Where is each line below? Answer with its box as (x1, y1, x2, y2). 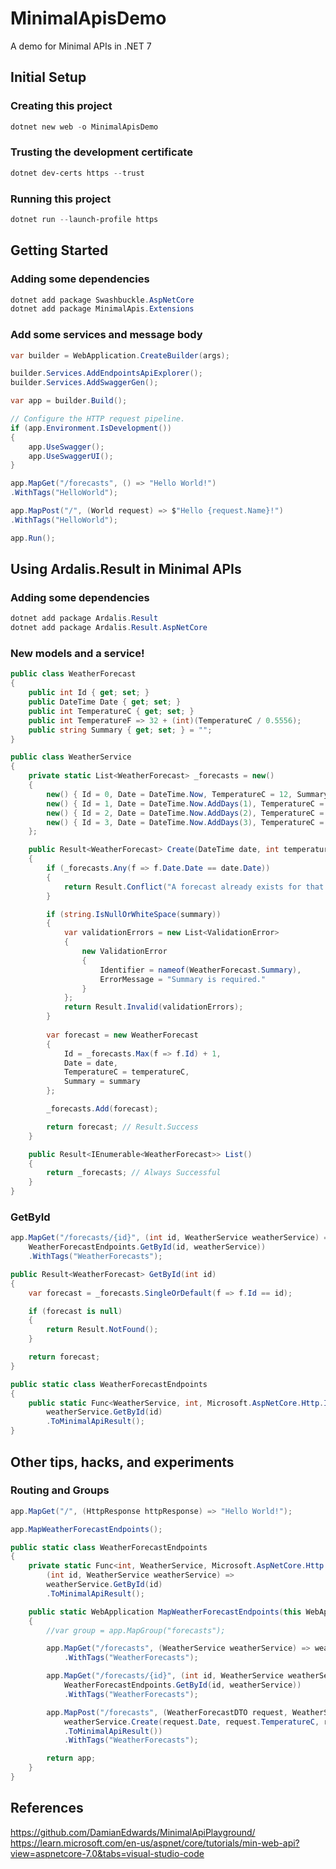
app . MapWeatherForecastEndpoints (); (10, 1524, 163, 1534)
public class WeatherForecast (10, 669, 137, 679)
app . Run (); (10, 533, 56, 543)
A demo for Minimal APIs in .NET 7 (10, 40, 152, 52)
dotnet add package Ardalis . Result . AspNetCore (10, 623, 208, 633)
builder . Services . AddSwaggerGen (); (10, 378, 159, 388)
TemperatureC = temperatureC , (63, 1067, 190, 1077)
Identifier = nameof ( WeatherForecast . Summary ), (99, 965, 302, 975)
